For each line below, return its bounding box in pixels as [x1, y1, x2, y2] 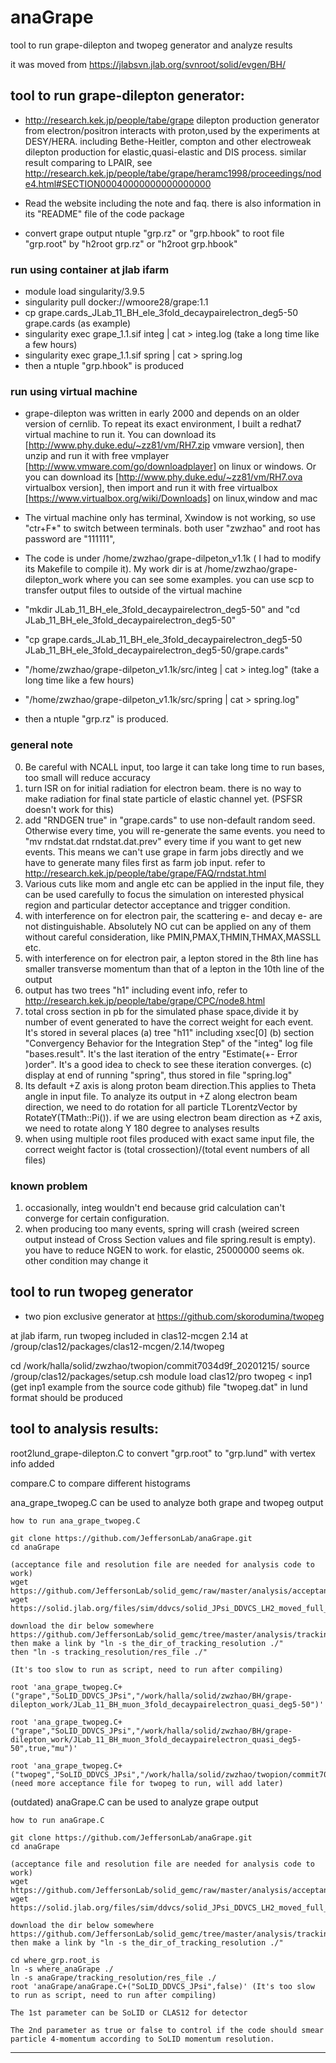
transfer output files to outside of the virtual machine [24, 584, 243, 596]
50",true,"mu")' [10, 1743, 78, 1753]
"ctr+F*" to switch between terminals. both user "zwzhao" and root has [24, 522, 321, 535]
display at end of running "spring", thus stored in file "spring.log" [24, 1069, 293, 1081]
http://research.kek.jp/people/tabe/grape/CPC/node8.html [24, 994, 266, 1006]
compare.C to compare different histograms [10, 1477, 191, 1489]
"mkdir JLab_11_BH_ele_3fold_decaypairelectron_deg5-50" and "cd [24, 604, 301, 616]
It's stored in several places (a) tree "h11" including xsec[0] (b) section [24, 1026, 315, 1038]
